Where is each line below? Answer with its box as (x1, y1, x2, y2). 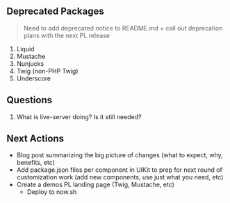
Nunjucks (16, 59, 44, 68)
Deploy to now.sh (26, 188, 77, 196)
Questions (6, 94, 53, 106)
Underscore (16, 74, 51, 82)
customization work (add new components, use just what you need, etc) (16, 173, 224, 182)
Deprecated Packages (6, 6, 105, 17)
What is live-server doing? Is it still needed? (16, 112, 142, 121)
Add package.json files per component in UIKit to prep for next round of (16, 166, 223, 174)
